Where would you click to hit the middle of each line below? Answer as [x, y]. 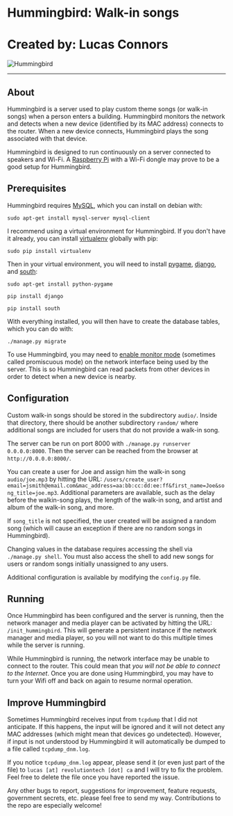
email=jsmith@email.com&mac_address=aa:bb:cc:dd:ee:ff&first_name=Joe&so [116, 485]
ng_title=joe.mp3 [32, 493]
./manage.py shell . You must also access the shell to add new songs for [111, 556]
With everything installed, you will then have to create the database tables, [114, 321]
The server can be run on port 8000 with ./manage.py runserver [99, 443]
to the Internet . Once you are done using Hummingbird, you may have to [110, 674]
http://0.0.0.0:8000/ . [39, 458]
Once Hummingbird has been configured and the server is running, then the [115, 616]
